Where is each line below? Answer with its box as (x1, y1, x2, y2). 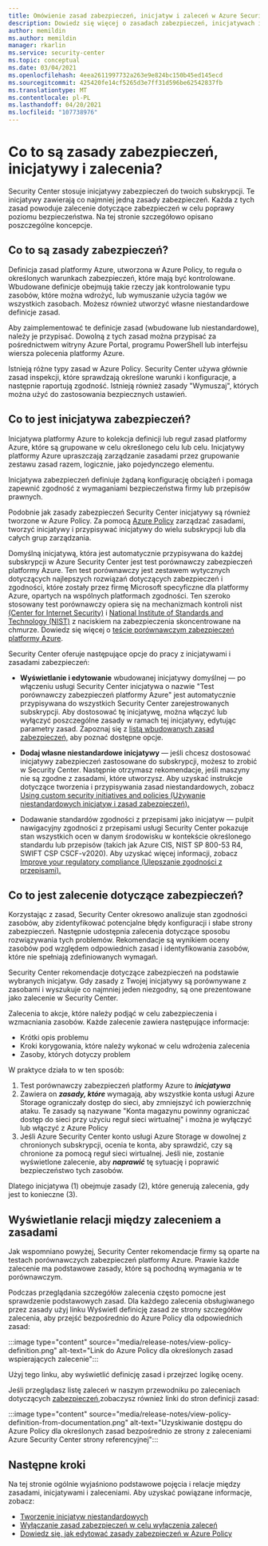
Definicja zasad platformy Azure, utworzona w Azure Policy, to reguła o (8, 265, 242, 274)
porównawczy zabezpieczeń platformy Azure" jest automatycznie (19, 690, 236, 699)
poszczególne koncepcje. (8, 220, 93, 230)
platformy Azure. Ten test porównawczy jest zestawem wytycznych (8, 565, 231, 575)
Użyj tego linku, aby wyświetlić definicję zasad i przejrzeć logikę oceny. (8, 1370, 243, 1380)
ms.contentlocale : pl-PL (8, 94, 91, 102)
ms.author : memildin (8, 34, 77, 42)
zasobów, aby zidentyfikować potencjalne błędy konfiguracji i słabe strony (8, 918, 253, 928)
